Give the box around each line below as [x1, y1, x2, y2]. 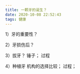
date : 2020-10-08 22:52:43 [5, 12, 61, 17]
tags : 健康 [5, 17, 26, 22]
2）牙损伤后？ [5, 42, 34, 48]
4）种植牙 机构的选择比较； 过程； [5, 63, 76, 69]
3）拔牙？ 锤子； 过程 [5, 52, 50, 58]
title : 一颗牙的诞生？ [5, 7, 47, 13]
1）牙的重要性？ [5, 31, 38, 37]
